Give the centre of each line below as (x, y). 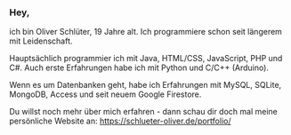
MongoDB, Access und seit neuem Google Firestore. (105, 94)
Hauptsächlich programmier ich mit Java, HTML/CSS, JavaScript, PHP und (146, 59)
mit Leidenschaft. (41, 41)
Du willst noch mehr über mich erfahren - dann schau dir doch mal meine (143, 112)
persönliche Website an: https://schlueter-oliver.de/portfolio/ (120, 121)
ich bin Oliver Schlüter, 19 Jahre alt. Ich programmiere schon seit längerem (146, 32)
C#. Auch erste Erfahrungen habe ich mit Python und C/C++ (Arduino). (139, 67)
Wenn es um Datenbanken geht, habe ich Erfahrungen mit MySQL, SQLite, (145, 85)
